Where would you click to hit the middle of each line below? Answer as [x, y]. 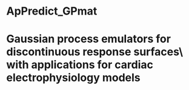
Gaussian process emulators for [89, 39]
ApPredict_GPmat [52, 11]
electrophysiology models [73, 78]
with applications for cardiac [80, 65]
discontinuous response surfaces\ [95, 52]
